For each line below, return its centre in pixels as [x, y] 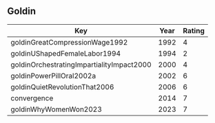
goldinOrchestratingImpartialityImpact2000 [81, 65]
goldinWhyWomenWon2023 [56, 109]
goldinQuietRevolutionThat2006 [62, 87]
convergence [32, 98]
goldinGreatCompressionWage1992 [69, 42]
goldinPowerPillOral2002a [53, 76]
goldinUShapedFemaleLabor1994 [66, 53]
